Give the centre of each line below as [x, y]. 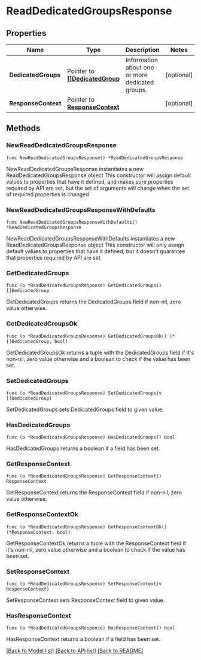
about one [140, 67]
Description [142, 50]
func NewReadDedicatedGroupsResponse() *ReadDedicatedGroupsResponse [95, 158]
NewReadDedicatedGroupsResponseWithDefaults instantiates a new [91, 238]
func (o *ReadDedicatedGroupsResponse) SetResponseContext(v [84, 584]
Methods [23, 128]
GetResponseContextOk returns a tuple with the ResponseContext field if [96, 543]
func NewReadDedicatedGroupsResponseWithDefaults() [72, 222]
